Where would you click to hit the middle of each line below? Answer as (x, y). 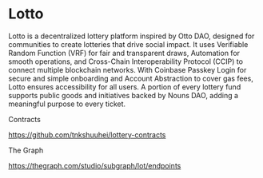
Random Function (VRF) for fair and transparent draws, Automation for (124, 53)
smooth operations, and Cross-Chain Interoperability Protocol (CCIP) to (126, 61)
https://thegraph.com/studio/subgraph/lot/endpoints (95, 165)
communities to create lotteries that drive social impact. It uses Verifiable (128, 44)
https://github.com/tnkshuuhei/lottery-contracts (87, 134)
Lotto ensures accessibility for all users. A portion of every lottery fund (125, 87)
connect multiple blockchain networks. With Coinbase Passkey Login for (128, 69)
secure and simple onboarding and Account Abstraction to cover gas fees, (131, 78)
